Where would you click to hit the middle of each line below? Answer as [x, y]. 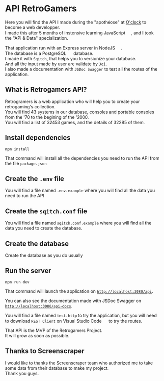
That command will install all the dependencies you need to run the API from [82, 158]
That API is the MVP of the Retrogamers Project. [54, 330]
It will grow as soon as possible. [37, 335]
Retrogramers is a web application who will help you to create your [72, 102]
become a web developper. [33, 27]
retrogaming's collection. [30, 106]
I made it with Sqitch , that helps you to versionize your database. [71, 58]
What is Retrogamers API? [46, 89]
